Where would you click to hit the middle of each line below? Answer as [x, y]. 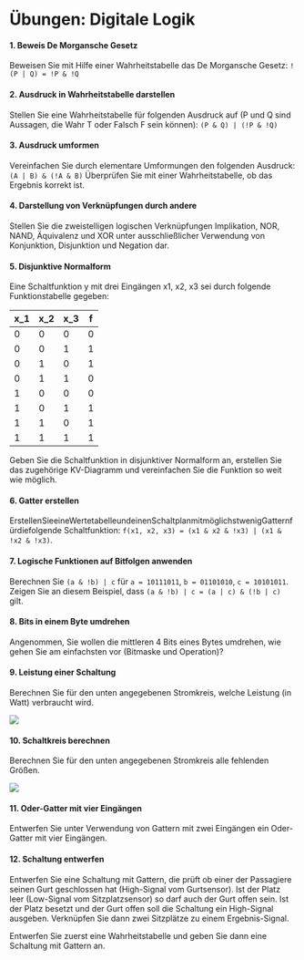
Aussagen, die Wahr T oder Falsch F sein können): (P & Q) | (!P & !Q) [144, 124]
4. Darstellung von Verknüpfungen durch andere [103, 206]
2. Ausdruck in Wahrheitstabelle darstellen [92, 94]
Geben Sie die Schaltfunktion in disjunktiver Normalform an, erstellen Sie [146, 460]
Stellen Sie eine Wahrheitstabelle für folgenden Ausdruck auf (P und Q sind [150, 115]
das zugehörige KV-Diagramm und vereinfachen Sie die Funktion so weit [146, 470]
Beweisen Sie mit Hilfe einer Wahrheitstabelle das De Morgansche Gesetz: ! [152, 66]
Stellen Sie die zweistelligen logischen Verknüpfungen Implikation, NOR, [145, 226]
